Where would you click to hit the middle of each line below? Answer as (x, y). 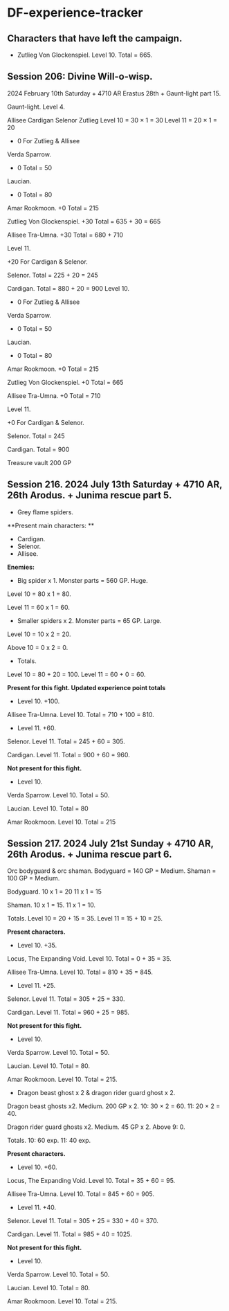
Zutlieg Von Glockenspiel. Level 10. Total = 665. (85, 55)
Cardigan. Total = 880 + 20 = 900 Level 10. (68, 288)
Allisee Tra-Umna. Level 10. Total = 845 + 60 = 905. (81, 1194)
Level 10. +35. (37, 946)
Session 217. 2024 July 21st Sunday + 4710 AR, (110, 843)
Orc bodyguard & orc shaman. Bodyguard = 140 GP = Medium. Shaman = (112, 871)
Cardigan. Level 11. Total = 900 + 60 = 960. (68, 754)
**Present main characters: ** (51, 525)
